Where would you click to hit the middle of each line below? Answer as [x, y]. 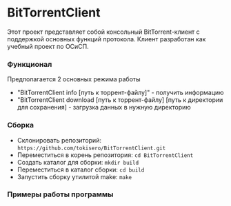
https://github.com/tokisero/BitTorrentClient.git [91, 148]
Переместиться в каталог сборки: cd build [81, 169]
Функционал [30, 64]
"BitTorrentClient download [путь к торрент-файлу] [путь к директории [120, 100]
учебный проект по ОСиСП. [48, 46]
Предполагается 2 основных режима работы [74, 79]
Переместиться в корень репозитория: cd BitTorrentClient [105, 155]
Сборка [21, 125]
